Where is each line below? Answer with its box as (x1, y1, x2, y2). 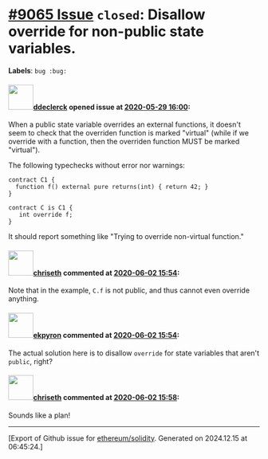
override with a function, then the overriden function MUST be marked (8, 137, 240, 147)
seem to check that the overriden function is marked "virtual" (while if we (8, 128, 250, 138)
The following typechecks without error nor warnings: (8, 161, 185, 171)
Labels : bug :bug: (8, 65, 68, 75)
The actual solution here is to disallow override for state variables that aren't (8, 348, 260, 358)
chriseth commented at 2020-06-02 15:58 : (33, 393, 180, 402)
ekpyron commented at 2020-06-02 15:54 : (33, 330, 179, 339)
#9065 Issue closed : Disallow (8, 6, 206, 24)
